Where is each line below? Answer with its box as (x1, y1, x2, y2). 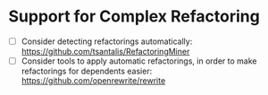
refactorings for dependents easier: (21, 65, 153, 77)
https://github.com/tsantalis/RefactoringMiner (21, 47, 190, 56)
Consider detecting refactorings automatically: (21, 36, 193, 47)
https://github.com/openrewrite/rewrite (21, 75, 166, 86)
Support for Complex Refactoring (8, 6, 260, 27)
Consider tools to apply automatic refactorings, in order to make (21, 56, 257, 66)
